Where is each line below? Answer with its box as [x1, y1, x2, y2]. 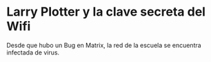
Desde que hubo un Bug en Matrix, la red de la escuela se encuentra [6, 41, 201, 49]
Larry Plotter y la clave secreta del [6, 4, 206, 20]
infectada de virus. [6, 48, 60, 57]
